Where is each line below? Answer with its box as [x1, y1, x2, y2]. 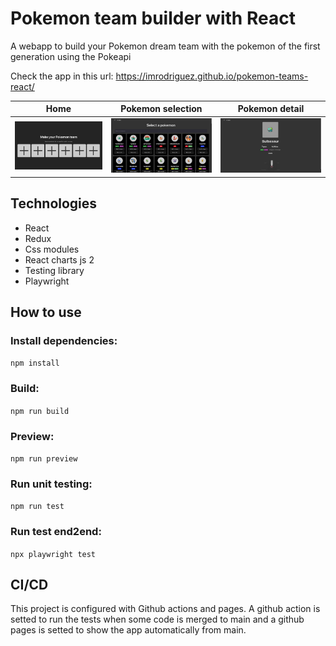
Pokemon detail [237, 103, 305, 115]
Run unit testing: [10, 477, 93, 491]
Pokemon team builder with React [10, 7, 296, 30]
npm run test [10, 502, 65, 512]
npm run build [10, 406, 70, 416]
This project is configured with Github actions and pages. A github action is [10, 603, 321, 615]
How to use [10, 304, 82, 321]
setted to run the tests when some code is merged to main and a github [10, 613, 305, 626]
